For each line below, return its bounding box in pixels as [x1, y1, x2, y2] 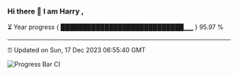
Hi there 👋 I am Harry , [7, 6, 84, 16]
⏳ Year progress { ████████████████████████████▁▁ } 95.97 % [7, 23, 224, 31]
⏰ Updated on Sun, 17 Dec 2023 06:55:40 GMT [7, 46, 146, 54]
